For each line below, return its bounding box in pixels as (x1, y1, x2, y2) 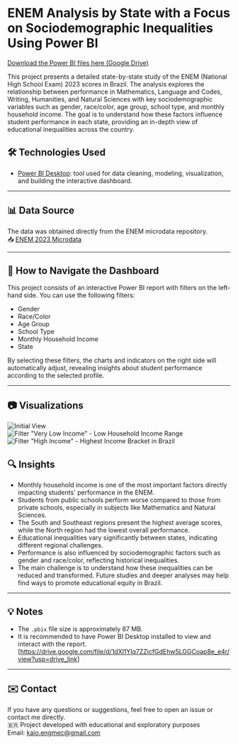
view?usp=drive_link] (17, 655, 80, 663)
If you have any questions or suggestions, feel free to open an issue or (7, 705, 214, 714)
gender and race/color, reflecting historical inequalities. (17, 556, 179, 565)
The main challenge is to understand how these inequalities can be (17, 564, 213, 572)
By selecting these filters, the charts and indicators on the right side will (7, 356, 217, 365)
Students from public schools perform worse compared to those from (17, 496, 221, 504)
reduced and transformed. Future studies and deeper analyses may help (17, 571, 229, 579)
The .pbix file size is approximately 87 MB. (17, 624, 143, 633)
